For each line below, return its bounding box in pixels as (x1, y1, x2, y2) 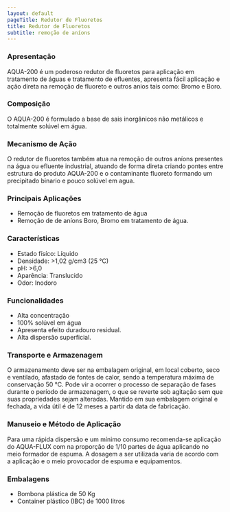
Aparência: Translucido (16, 271, 83, 279)
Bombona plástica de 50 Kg (16, 489, 95, 498)
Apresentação (7, 52, 56, 62)
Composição (7, 99, 51, 108)
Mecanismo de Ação (7, 139, 77, 148)
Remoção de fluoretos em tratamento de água (16, 209, 148, 218)
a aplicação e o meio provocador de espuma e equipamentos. (7, 457, 182, 465)
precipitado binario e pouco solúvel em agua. (7, 176, 135, 185)
